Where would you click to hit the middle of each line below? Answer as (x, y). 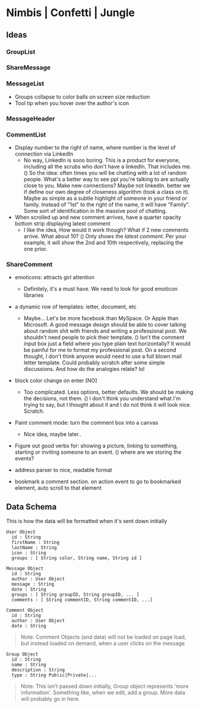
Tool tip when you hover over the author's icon (72, 103)
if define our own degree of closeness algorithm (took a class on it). (107, 191)
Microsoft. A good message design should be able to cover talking (105, 324)
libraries (34, 295)
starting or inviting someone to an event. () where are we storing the (98, 452)
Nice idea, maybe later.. (53, 434)
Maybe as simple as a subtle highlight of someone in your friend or (105, 198)
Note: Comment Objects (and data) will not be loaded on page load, (103, 637)
